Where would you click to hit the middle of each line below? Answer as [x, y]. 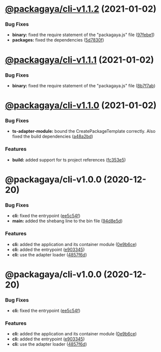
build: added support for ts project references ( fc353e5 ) [69, 160]
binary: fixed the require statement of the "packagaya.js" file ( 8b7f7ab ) [84, 85]
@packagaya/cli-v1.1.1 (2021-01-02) [80, 60]
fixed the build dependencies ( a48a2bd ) [53, 136]
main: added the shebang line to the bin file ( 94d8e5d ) [67, 221]
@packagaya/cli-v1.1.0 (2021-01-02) [81, 105]
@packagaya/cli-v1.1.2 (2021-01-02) [81, 9]
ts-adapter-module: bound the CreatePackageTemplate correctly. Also [84, 131]
